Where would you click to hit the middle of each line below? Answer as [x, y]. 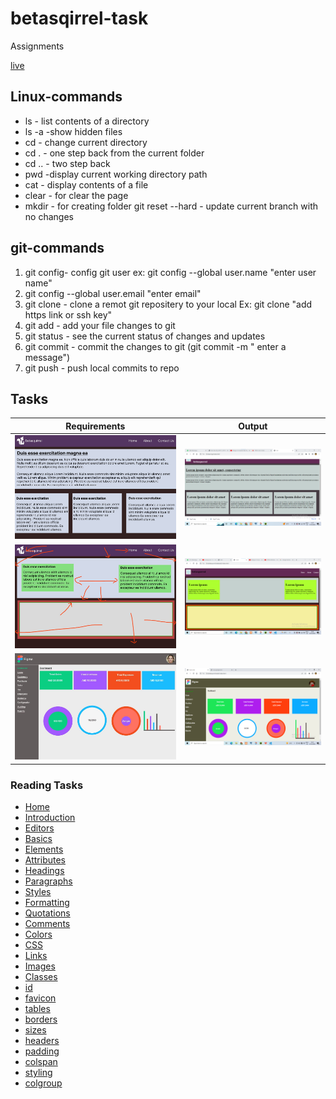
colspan [41, 1061]
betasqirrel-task [79, 18]
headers [42, 1040]
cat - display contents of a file [86, 184]
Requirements [95, 426]
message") [47, 357]
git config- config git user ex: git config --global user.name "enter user [170, 272]
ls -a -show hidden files [73, 131]
